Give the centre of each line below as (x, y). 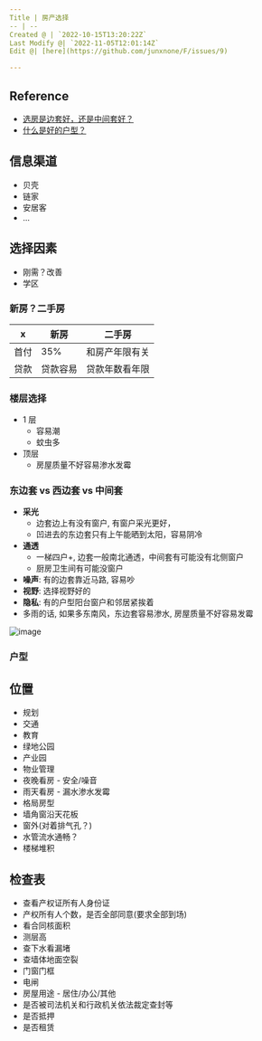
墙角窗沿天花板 (50, 814)
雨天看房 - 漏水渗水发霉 (66, 791)
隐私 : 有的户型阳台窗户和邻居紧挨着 (88, 602)
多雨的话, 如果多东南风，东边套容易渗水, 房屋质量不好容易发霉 (138, 614)
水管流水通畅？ (50, 837)
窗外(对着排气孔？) (57, 826)
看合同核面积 (46, 925)
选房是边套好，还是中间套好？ (78, 118)
